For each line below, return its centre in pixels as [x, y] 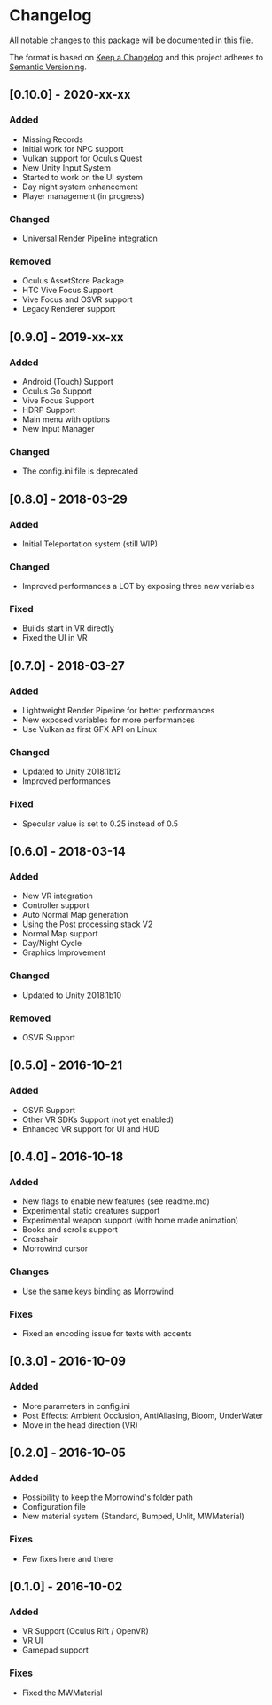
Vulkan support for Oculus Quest [82, 158]
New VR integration [57, 896]
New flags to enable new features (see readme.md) [116, 1201]
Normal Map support [60, 934]
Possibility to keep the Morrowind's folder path [107, 1497]
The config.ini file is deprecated [80, 471]
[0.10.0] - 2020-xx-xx [70, 95]
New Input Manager [58, 428]
